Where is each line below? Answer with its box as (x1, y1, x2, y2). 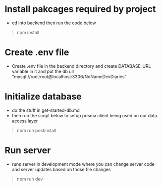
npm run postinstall (16, 127, 56, 133)
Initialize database (4, 91, 82, 102)
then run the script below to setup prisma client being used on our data (11, 112, 157, 118)
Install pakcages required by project (4, 3, 156, 15)
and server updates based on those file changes (11, 166, 111, 172)
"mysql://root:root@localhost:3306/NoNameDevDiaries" (11, 73, 127, 80)
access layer (11, 118, 38, 124)
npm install (16, 29, 40, 35)
